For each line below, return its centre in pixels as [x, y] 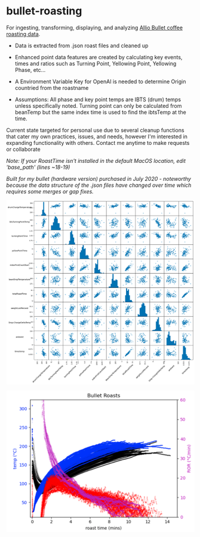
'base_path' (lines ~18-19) [38, 167]
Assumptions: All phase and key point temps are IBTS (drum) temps [98, 99]
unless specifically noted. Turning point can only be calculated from [98, 105]
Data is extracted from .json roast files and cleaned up [81, 45]
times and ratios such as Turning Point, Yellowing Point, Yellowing [96, 63]
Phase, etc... [30, 69]
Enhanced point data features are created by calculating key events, [99, 57]
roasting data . [23, 34]
